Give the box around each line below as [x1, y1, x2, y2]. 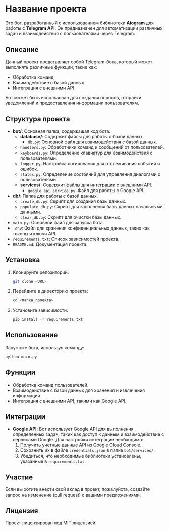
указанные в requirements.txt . [20, 458, 86, 464]
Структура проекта [5, 115, 70, 123]
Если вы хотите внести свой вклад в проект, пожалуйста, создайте [5, 486, 150, 492]
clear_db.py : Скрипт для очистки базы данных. [20, 214, 122, 220]
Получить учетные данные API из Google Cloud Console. [20, 442, 142, 448]
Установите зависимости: [12, 307, 68, 313]
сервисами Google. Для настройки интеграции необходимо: [12, 437, 144, 443]
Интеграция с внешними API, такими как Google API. [12, 398, 127, 404]
